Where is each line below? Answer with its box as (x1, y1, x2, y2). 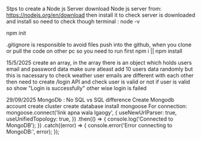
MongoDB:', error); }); (6, 128, 60, 135)
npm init (6, 29, 26, 37)
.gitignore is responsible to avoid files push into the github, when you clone (6, 41, 192, 48)
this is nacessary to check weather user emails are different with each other (6, 72, 194, 79)
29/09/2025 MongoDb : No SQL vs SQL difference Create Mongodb (6, 96, 175, 103)
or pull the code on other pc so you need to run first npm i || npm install (6, 47, 183, 55)
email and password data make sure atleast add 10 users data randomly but (6, 65, 193, 73)
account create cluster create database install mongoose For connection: (6, 103, 187, 110)
